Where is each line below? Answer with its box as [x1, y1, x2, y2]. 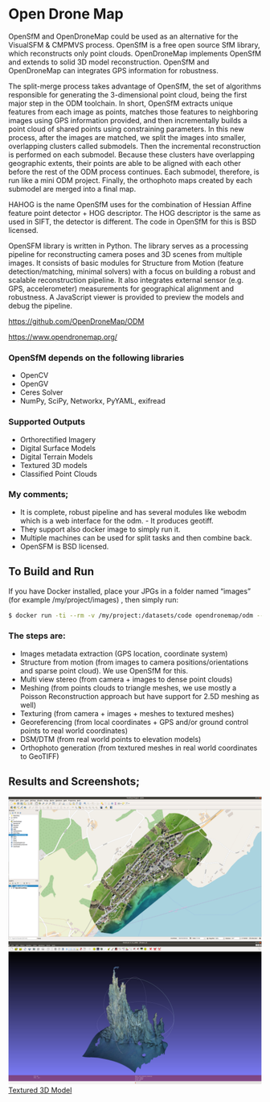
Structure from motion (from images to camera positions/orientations [19, 657, 249, 667]
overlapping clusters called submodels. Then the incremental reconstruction [8, 141, 261, 151]
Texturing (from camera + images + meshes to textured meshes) [19, 708, 235, 718]
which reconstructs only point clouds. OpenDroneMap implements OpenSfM [8, 48, 262, 58]
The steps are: [8, 630, 66, 641]
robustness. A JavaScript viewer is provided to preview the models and [8, 292, 244, 302]
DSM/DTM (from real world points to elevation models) [19, 734, 202, 744]
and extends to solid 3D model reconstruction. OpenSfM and [8, 57, 210, 67]
